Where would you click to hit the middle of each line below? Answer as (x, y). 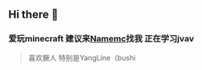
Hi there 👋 (33, 15)
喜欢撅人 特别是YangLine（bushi (82, 57)
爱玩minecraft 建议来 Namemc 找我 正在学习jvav (101, 39)
